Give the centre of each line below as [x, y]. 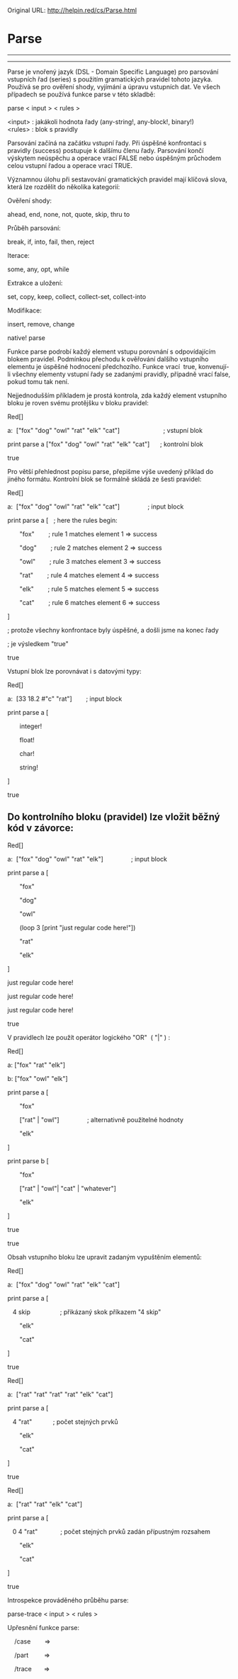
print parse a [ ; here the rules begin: [63, 520]
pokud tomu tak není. [38, 381]
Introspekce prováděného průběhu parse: [68, 1600]
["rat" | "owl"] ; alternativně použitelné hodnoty [102, 1119]
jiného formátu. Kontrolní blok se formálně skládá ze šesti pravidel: [104, 479]
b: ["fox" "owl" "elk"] [38, 1078]
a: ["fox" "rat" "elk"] [36, 1065]
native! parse [27, 338]
